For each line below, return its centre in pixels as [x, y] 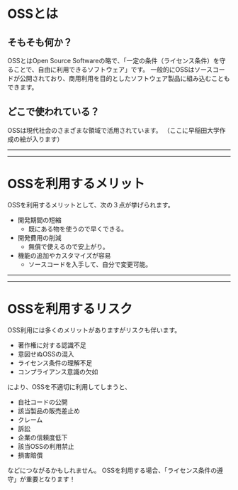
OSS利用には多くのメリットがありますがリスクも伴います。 [94, 330]
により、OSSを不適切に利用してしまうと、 [69, 386]
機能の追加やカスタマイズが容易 [64, 255]
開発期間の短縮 [39, 219]
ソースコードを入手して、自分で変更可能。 [90, 264]
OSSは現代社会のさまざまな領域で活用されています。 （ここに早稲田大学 [113, 130]
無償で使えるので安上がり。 [68, 246]
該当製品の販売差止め [49, 410]
